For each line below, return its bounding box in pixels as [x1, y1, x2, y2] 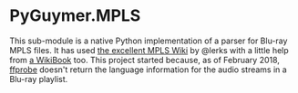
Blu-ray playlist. [9, 73, 68, 84]
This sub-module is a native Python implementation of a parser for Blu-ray [9, 35, 288, 46]
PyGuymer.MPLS [9, 5, 141, 26]
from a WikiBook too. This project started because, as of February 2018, [9, 54, 281, 65]
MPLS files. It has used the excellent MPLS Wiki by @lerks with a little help [9, 44, 289, 55]
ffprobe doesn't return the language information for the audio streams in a [9, 64, 287, 75]
